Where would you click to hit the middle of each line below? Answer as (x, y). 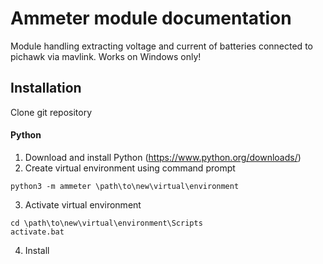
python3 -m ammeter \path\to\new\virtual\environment (125, 186)
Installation (46, 88)
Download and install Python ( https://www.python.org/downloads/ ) (163, 157)
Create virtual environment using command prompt (130, 168)
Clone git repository (51, 112)
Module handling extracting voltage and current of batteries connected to (161, 46)
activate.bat (37, 232)
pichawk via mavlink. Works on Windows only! (106, 56)
